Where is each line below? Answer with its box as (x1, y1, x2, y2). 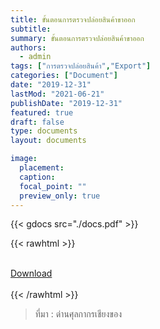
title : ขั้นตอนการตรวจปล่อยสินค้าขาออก (10, 14, 136, 25)
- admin (19, 52, 52, 62)
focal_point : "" (19, 181, 87, 191)
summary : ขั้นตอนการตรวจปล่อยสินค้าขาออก (10, 33, 145, 43)
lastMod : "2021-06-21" (10, 89, 105, 99)
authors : (10, 42, 47, 53)
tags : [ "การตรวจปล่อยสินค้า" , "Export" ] (10, 61, 152, 71)
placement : (19, 163, 65, 173)
